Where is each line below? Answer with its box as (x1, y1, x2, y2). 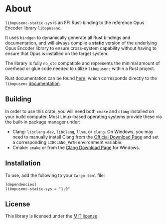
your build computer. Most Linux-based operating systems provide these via (5, 113, 162, 119)
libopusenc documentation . (5, 80, 61, 86)
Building (5, 95, 31, 103)
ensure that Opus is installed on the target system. (5, 50, 109, 56)
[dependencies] (5, 182, 37, 187)
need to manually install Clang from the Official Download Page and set (12, 133, 159, 140)
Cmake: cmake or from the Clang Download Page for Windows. (12, 144, 141, 150)
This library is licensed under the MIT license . (5, 213, 99, 219)
